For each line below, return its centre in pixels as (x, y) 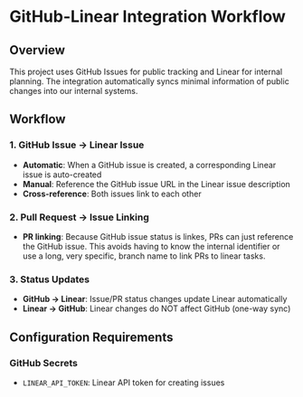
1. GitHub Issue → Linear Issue (77, 145)
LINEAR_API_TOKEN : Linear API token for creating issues (123, 383)
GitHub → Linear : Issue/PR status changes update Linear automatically (155, 299)
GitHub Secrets (44, 363)
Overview (38, 50)
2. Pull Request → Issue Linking (79, 217)
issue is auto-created (62, 175)
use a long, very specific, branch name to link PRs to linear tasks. (144, 256)
